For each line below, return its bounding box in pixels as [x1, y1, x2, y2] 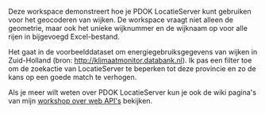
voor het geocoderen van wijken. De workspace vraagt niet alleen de [8, 15, 234, 24]
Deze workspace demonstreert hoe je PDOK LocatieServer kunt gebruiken [8, 7, 252, 16]
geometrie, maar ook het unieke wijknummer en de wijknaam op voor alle [8, 24, 248, 32]
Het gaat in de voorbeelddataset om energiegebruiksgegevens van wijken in [8, 47, 258, 56]
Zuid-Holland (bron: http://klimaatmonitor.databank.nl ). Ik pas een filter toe [8, 55, 252, 65]
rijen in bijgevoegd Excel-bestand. [8, 32, 121, 41]
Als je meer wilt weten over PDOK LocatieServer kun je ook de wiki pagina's [8, 88, 256, 97]
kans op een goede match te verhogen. [8, 73, 137, 81]
